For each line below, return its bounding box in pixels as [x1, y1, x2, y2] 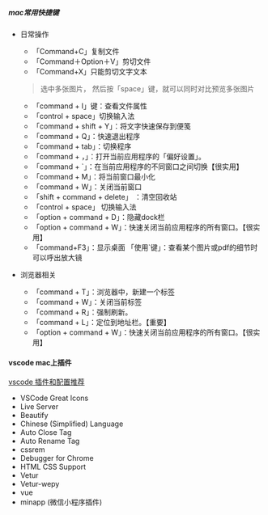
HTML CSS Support [19, 462, 87, 472]
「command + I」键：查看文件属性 [32, 101, 148, 111]
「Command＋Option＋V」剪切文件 [32, 57, 151, 66]
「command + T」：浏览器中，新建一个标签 [32, 287, 176, 297]
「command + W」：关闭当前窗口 [32, 182, 143, 192]
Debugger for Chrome [19, 454, 95, 463]
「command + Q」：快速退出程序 [32, 131, 141, 141]
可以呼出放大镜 [32, 252, 83, 262]
